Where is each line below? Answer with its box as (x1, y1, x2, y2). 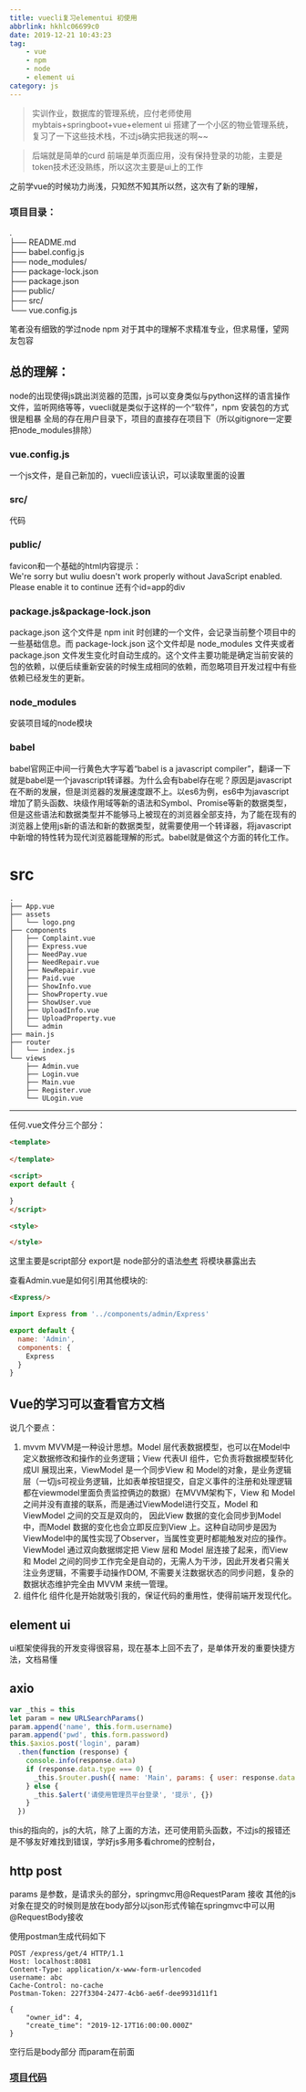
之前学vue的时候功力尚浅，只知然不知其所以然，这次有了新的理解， (9, 180, 263, 192)
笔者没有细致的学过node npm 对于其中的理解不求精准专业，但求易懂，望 (9, 323, 281, 334)
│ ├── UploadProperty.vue (9, 1014, 117, 1023)
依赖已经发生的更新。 (9, 672, 89, 683)
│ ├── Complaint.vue (9, 934, 96, 944)
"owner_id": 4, (25, 2013, 84, 2022)
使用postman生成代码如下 (9, 1930, 107, 1941)
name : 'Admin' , (17, 1335, 76, 1344)
